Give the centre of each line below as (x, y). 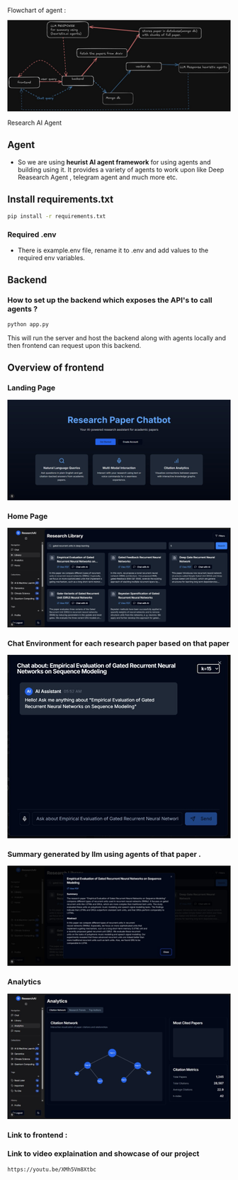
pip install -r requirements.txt (57, 217)
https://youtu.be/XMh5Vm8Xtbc (52, 1169)
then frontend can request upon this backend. (74, 346)
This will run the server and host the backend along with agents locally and (117, 338)
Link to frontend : (38, 1135)
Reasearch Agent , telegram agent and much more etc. (98, 177)
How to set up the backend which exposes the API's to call (110, 300)
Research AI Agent (35, 123)
